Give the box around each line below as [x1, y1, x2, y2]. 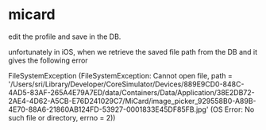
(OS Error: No [210, 105, 255, 114]
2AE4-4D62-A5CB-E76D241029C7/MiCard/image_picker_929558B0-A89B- [8, 96, 256, 105]
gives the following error [8, 55, 89, 65]
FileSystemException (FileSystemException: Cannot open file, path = [8, 71, 233, 80]
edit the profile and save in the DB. [8, 32, 121, 41]
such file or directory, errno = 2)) [8, 113, 116, 122]
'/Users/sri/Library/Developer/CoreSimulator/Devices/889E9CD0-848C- [8, 79, 245, 89]
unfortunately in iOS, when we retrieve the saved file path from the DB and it [8, 47, 258, 56]
